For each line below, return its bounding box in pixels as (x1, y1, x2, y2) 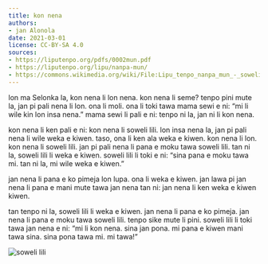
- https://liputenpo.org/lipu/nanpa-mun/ (8, 64, 148, 72)
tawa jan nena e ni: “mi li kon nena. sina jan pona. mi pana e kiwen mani (8, 223, 243, 233)
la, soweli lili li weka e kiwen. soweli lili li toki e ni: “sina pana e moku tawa (8, 150, 249, 160)
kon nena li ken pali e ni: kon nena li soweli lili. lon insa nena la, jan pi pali (8, 125, 247, 134)
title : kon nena (8, 11, 62, 20)
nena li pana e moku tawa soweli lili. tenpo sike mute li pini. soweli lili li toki (8, 215, 253, 224)
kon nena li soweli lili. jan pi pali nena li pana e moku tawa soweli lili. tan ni (8, 142, 250, 151)
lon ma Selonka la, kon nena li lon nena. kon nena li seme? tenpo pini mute (8, 92, 253, 102)
